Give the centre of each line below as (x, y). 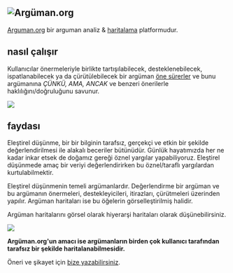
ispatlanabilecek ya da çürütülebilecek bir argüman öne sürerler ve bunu (112, 76)
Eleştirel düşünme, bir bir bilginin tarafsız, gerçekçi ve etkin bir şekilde (108, 143)
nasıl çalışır (33, 52)
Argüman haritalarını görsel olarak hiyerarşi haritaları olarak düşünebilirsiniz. (117, 215)
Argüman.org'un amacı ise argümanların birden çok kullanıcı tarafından (113, 241)
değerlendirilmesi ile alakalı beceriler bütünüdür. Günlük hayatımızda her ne (116, 150)
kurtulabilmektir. (30, 173)
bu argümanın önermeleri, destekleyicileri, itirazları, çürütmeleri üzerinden (114, 194)
